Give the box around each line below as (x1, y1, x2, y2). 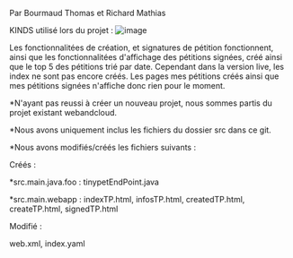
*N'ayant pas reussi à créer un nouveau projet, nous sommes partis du (9, 98, 272, 108)
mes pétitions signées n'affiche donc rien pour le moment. (9, 81, 226, 90)
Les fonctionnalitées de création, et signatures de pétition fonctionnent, (9, 42, 274, 53)
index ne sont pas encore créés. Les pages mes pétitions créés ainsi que (9, 71, 280, 82)
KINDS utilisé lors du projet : (9, 25, 114, 35)
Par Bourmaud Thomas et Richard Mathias (9, 8, 166, 18)
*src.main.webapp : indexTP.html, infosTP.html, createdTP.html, (9, 194, 245, 204)
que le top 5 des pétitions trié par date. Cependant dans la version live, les (9, 62, 285, 72)
